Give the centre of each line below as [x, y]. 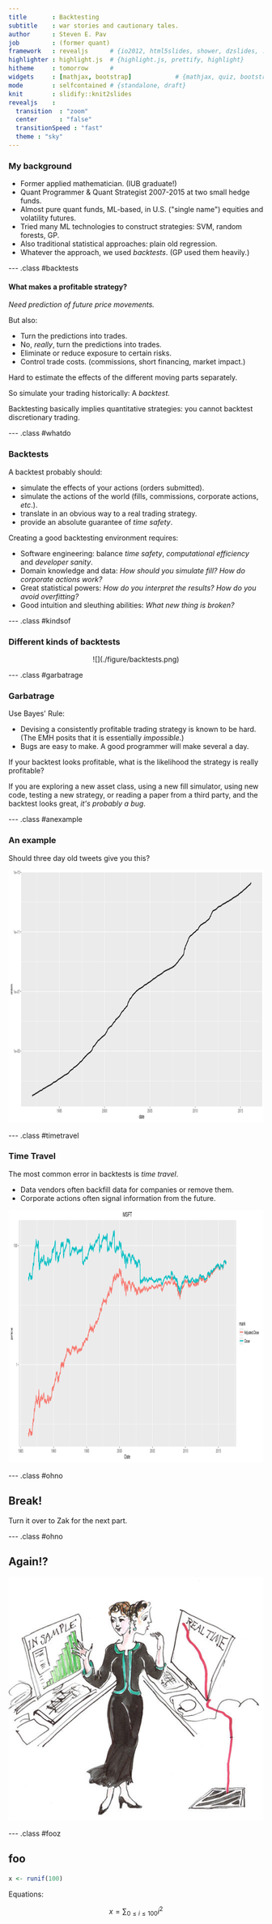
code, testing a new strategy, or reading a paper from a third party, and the [133, 795]
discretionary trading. [44, 418]
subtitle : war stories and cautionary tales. [94, 26]
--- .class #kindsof [40, 620]
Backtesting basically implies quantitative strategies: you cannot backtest [131, 409]
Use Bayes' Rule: [36, 713]
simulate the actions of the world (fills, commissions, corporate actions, [139, 496]
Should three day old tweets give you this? [79, 858]
